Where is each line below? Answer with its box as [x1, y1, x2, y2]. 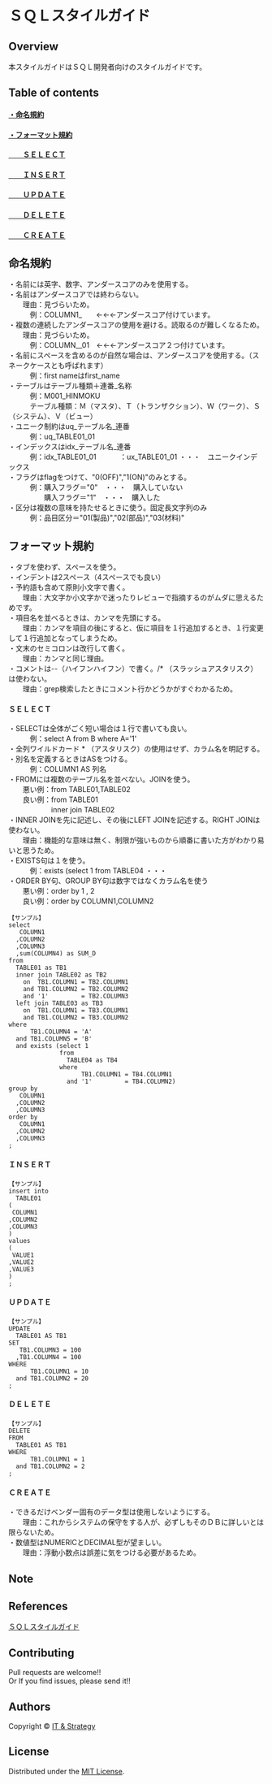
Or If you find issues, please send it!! [8, 1676, 132, 1686]
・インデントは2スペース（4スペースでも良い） [8, 573, 166, 582]
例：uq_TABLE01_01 [29, 431, 96, 442]
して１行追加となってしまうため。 [8, 634, 122, 643]
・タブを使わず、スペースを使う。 [8, 562, 121, 572]
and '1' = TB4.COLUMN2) [66, 1077, 176, 1086]
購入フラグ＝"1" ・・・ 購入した [43, 492, 161, 503]
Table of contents [8, 86, 99, 100]
